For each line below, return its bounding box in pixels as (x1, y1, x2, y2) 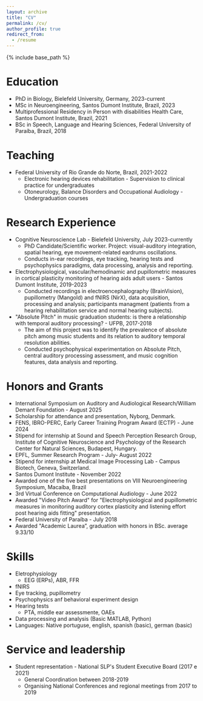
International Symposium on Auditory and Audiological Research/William (15, 399, 196, 407)
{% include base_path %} (6, 54, 70, 61)
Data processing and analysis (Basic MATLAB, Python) (15, 615, 151, 622)
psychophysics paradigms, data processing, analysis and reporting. (24, 262, 193, 269)
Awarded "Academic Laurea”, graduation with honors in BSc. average (15, 522, 188, 529)
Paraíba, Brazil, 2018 (15, 127, 67, 134)
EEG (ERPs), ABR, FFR (24, 576, 80, 583)
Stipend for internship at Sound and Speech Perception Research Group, (15, 432, 197, 439)
